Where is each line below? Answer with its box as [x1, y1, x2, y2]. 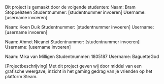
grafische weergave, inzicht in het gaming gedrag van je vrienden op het [5, 68, 153, 74]
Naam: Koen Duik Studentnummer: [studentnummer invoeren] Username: [5, 24, 154, 30]
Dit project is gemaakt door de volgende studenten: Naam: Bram [5, 4, 136, 10]
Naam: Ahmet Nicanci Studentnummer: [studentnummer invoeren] [5, 39, 140, 45]
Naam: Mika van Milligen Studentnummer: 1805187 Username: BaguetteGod [5, 54, 159, 59]
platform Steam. [5, 74, 38, 79]
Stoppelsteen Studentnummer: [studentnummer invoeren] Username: [5, 9, 146, 15]
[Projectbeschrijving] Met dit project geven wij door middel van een [5, 63, 142, 69]
